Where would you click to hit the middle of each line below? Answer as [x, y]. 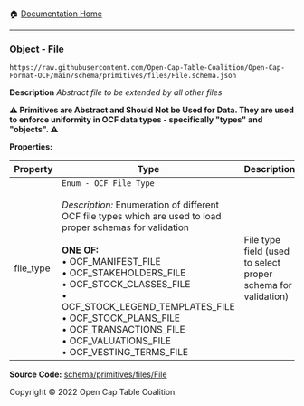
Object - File [37, 49]
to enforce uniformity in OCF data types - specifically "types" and [136, 120]
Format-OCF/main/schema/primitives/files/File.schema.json [123, 76]
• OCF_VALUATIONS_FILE [117, 341]
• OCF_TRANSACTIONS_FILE [123, 330]
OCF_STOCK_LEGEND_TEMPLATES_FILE [148, 307]
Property [33, 169]
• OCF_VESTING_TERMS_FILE [125, 353]
